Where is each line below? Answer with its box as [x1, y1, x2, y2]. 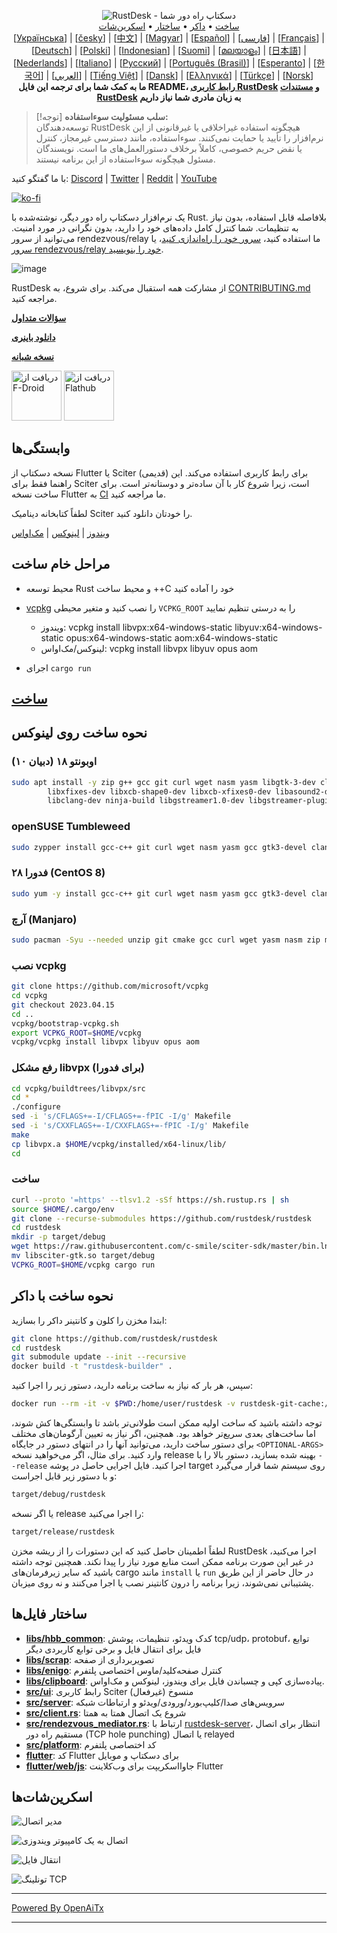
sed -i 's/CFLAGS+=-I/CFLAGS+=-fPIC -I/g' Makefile [11, 1111, 231, 1122]
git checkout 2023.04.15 [11, 1000, 115, 1010]
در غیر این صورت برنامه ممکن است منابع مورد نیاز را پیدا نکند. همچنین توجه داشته [11, 1555, 314, 1567]
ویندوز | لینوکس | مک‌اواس [11, 526, 110, 539]
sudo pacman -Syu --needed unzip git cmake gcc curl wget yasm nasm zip [11, 935, 321, 945]
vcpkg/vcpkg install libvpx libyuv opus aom [11, 1037, 200, 1047]
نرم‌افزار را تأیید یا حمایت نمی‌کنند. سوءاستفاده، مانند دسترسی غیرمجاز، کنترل [35, 132, 324, 144]
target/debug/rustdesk [11, 1490, 106, 1500]
